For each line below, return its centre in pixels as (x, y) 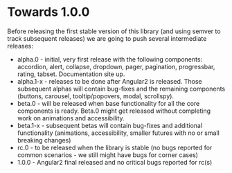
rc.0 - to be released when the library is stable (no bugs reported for (115, 147)
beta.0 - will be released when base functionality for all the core (108, 103)
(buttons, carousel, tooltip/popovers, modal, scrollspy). (96, 96)
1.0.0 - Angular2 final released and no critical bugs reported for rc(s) (115, 162)
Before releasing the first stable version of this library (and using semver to (114, 31)
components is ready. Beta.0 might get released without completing (114, 111)
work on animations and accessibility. (71, 118)
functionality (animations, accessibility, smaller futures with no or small (118, 133)
